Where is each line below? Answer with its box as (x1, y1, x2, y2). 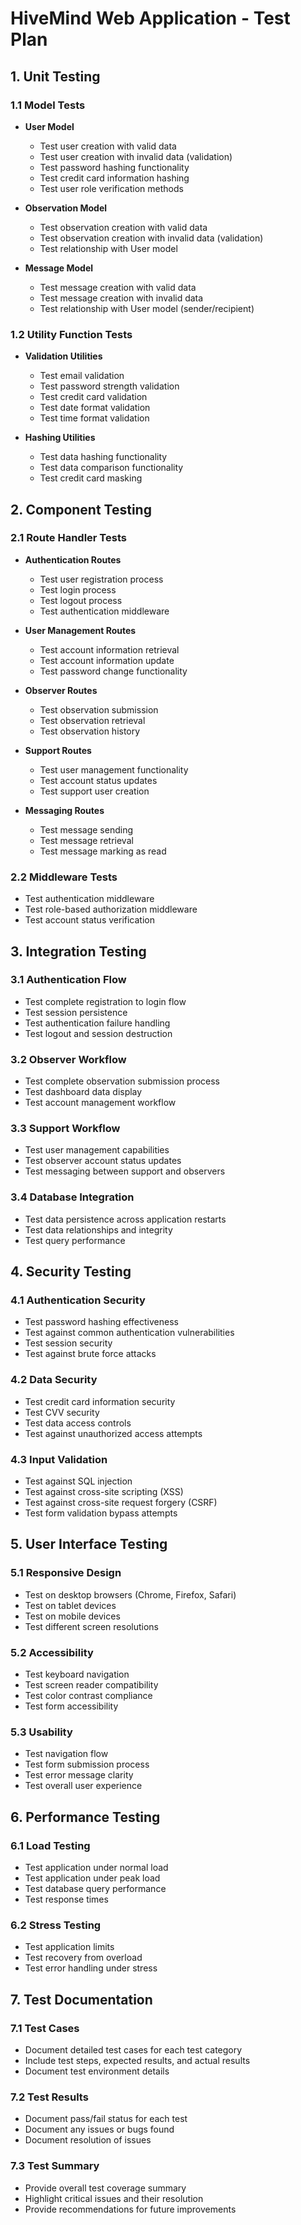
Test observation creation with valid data (39, 221, 208, 233)
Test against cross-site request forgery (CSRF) (24, 1497, 218, 1509)
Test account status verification (24, 914, 155, 926)
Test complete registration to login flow (24, 995, 187, 1007)
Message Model (24, 262, 94, 274)
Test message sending (39, 823, 134, 836)
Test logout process (39, 594, 123, 606)
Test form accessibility (24, 1700, 119, 1712)
